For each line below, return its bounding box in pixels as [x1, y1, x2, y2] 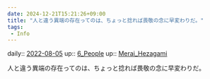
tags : [7, 23, 23, 30]
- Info [10, 30, 30, 37]
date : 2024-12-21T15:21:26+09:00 [7, 10, 106, 18]
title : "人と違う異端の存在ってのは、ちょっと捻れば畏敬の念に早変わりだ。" [7, 17, 204, 24]
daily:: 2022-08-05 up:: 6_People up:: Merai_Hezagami [7, 49, 168, 58]
